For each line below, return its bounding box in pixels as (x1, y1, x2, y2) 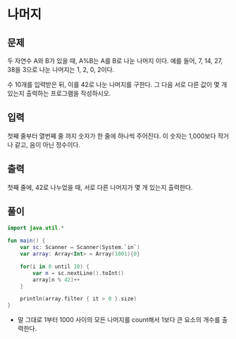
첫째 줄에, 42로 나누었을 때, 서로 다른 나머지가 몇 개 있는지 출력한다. (7, 183, 193, 191)
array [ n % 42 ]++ (32, 276, 80, 283)
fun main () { (7, 237, 46, 245)
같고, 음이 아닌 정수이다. (14, 140, 81, 148)
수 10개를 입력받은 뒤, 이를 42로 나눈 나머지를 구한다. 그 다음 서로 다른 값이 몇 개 (7, 80, 228, 89)
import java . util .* (7, 224, 65, 232)
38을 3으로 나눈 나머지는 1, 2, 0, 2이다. (7, 65, 115, 74)
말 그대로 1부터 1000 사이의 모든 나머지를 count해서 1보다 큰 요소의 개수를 (17, 316, 221, 324)
